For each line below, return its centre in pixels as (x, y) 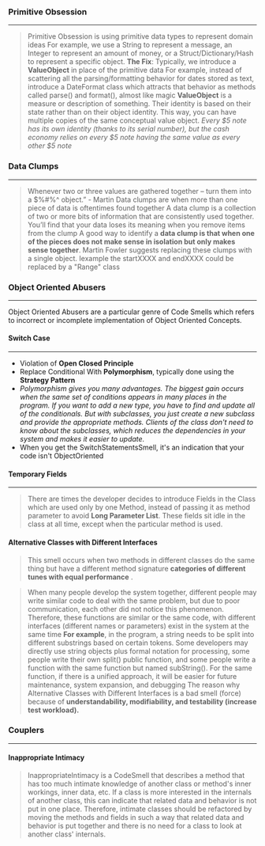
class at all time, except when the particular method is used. (125, 524)
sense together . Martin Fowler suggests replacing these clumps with (140, 250)
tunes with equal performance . (80, 577)
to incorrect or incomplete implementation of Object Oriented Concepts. (125, 320)
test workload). (53, 710)
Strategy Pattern (47, 380)
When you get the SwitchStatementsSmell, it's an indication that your (132, 448)
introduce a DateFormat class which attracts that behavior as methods (142, 87)
